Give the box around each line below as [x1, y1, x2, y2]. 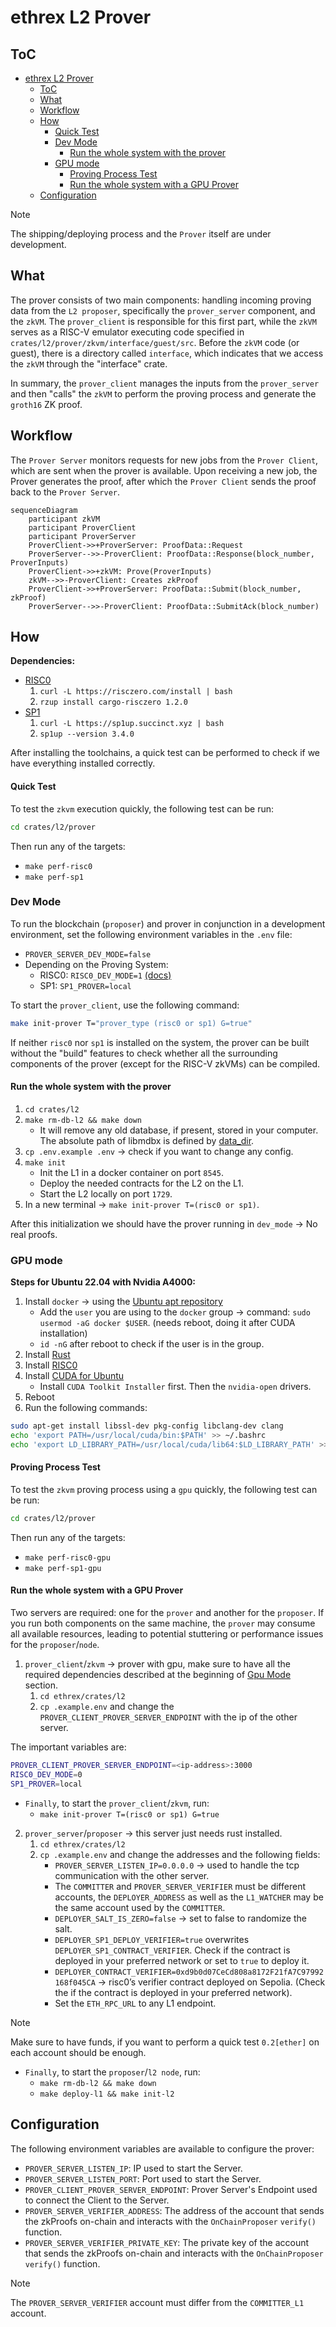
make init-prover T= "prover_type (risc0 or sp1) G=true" [10, 1018, 253, 1028]
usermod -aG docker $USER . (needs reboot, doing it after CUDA [39, 1317, 296, 1329]
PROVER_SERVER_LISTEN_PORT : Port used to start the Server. [24, 2172, 262, 2185]
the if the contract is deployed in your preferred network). [54, 1986, 293, 1998]
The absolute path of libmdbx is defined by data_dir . [39, 1134, 255, 1146]
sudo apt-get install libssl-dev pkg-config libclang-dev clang [10, 1421, 284, 1431]
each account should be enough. [10, 2046, 147, 2058]
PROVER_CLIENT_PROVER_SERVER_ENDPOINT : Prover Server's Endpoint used [24, 2183, 318, 2195]
